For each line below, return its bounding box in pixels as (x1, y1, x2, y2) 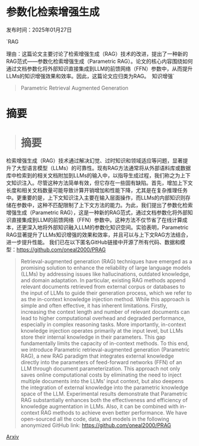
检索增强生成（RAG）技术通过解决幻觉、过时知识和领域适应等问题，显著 (6, 157, 183, 164)
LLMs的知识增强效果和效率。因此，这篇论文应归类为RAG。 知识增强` (6, 72, 175, 79)
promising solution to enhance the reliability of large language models (20, 265, 191, 272)
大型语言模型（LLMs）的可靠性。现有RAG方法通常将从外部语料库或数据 (16, 164, 191, 172)
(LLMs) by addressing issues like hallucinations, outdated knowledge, (20, 270, 191, 278)
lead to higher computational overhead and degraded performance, (20, 315, 186, 322)
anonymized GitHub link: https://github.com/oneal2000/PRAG (20, 422, 172, 429)
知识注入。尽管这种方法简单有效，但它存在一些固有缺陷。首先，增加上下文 (11, 179, 193, 187)
